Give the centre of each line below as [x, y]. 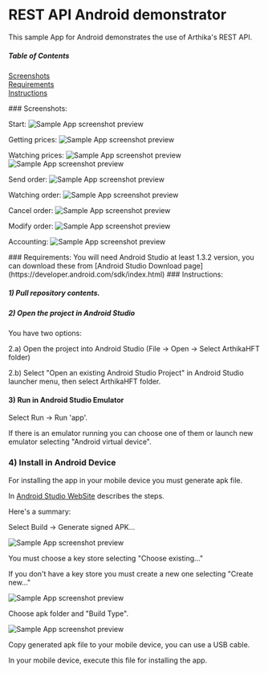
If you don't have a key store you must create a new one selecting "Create [131, 573]
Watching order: [35, 195]
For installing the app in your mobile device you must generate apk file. [126, 480]
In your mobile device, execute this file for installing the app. [108, 660]
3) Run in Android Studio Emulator [66, 400]
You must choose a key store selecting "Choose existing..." [106, 558]
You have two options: [45, 333]
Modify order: [31, 226]
